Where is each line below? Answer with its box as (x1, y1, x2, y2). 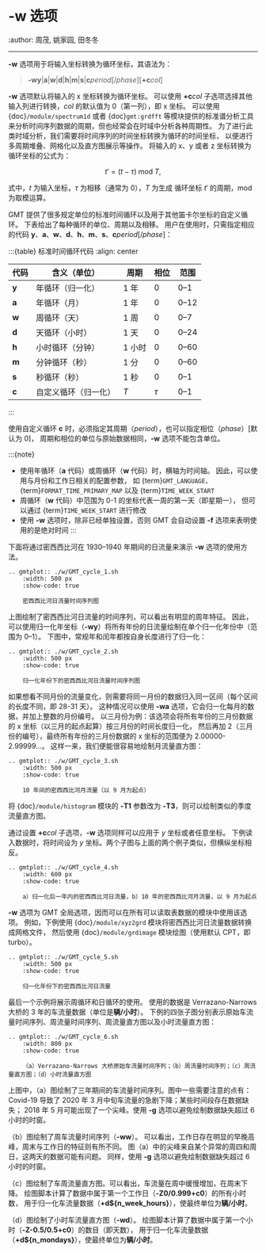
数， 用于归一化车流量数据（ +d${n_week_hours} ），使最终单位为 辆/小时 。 (8, 1198, 252, 1208)
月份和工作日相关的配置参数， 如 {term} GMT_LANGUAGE (33, 475, 206, 485)
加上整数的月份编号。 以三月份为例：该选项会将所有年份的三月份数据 (28, 711, 253, 721)
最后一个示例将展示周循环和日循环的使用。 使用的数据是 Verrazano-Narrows (8, 997, 257, 1006)
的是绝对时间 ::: (26, 525, 77, 535)
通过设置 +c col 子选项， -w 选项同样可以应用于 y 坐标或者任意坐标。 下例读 (8, 827, 253, 837)
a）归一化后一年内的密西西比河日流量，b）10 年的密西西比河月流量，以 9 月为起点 (22, 892, 257, 900)
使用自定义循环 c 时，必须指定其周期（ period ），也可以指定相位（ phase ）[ (8, 423, 251, 433)
